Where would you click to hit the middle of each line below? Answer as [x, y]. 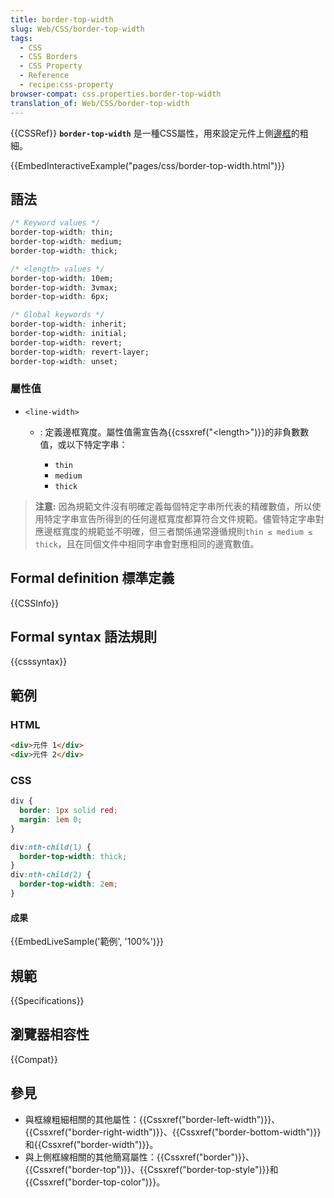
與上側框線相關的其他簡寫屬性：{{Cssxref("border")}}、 [139, 1157]
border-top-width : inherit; [69, 324]
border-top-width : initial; [69, 334]
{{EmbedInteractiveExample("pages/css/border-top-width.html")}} [148, 165]
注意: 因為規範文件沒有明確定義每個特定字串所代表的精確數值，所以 [173, 506]
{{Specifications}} [47, 1000]
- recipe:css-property [66, 85]
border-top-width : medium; [66, 242]
